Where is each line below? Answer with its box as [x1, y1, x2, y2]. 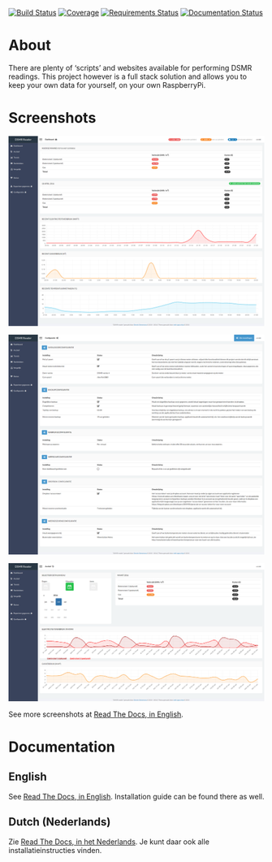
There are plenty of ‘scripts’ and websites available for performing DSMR [8, 63, 253, 72]
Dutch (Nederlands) [8, 815, 111, 829]
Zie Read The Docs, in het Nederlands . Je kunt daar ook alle [8, 837, 209, 847]
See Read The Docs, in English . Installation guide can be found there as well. [8, 791, 266, 801]
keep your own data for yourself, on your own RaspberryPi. [8, 80, 206, 89]
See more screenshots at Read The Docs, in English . [8, 709, 184, 719]
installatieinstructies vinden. [8, 845, 102, 855]
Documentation [8, 738, 116, 756]
